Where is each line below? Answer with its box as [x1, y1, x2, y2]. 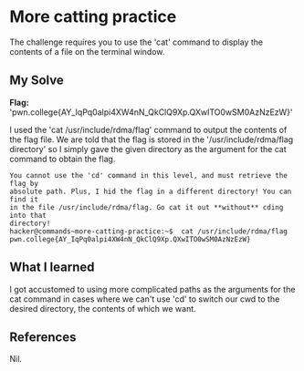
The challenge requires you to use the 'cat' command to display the [9, 36, 263, 47]
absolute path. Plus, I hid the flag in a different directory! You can [9, 187, 292, 196]
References [9, 329, 77, 345]
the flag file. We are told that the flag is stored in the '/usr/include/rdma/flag [9, 134, 294, 145]
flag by [9, 179, 39, 188]
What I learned [9, 260, 95, 275]
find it [9, 194, 39, 204]
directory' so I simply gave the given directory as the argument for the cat [9, 143, 287, 154]
